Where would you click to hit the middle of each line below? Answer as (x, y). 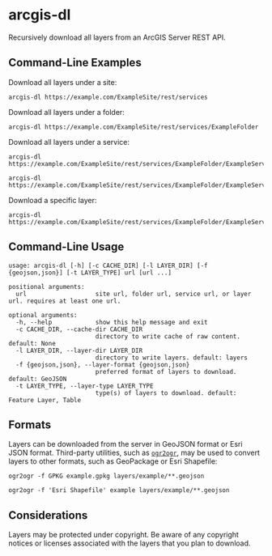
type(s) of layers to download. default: (166, 393)
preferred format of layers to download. (166, 371)
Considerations (48, 515)
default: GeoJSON (38, 379)
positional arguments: (47, 286)
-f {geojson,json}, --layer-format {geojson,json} (103, 365)
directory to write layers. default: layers (172, 358)
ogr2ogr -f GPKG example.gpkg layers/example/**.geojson (106, 476)
